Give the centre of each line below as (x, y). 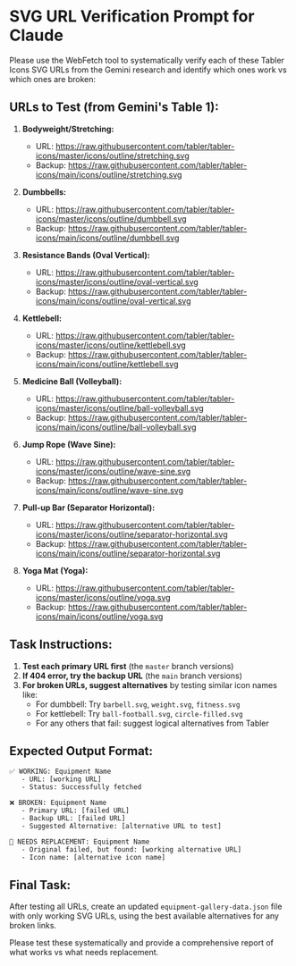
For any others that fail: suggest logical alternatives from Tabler (152, 723)
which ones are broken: (53, 79)
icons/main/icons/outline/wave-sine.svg (110, 490)
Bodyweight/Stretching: (68, 129)
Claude (37, 35)
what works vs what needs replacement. (84, 953)
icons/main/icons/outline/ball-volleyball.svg (116, 427)
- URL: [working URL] (61, 779)
